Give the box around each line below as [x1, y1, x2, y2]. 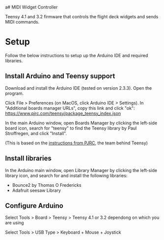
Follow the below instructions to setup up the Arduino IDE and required [5, 52, 148, 58]
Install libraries [5, 154, 52, 163]
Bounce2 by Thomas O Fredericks [12, 182, 82, 188]
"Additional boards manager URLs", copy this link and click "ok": [5, 105, 135, 111]
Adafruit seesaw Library [12, 187, 61, 193]
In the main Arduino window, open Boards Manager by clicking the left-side [5, 120, 158, 126]
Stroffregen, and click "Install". [5, 130, 67, 136]
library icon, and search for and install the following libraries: [5, 172, 128, 178]
